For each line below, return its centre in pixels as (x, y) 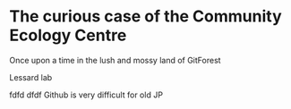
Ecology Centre (68, 35)
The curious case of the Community (145, 17)
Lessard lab (31, 77)
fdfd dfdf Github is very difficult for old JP (86, 95)
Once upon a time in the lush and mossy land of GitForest (115, 60)
